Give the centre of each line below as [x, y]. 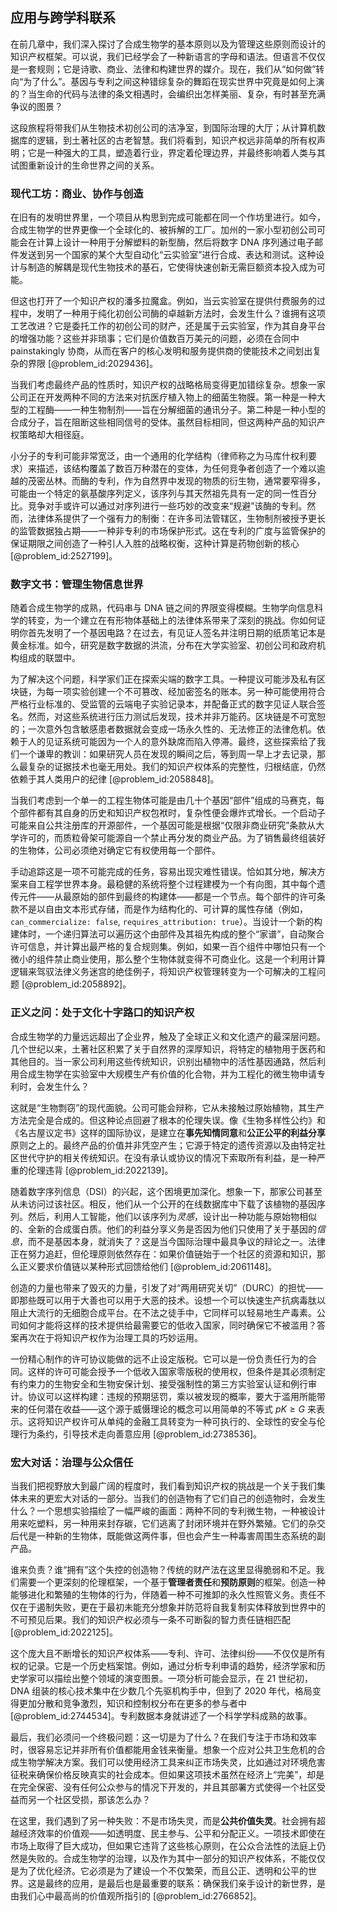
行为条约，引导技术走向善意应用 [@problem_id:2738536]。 [140, 1434]
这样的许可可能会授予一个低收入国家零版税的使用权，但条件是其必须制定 [176, 1371]
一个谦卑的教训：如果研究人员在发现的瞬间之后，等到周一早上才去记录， [167, 754]
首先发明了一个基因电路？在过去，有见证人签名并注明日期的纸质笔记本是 [176, 633]
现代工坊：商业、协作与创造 [77, 193]
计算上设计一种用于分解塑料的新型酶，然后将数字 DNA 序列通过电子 [175, 242]
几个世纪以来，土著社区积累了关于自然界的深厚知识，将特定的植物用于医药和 [168, 1049]
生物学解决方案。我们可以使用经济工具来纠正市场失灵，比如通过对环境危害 [172, 1762]
